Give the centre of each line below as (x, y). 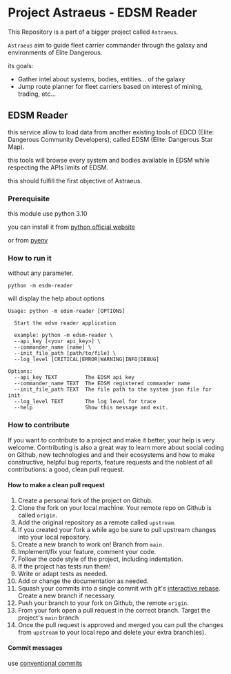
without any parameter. (41, 273)
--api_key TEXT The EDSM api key (74, 378)
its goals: (21, 65)
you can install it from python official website (71, 227)
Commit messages (35, 648)
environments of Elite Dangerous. (55, 52)
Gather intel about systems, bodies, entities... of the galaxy (101, 79)
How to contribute (39, 425)
